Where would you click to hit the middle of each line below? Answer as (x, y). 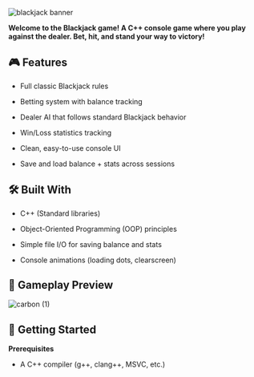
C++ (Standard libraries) (60, 213)
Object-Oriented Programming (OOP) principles (99, 229)
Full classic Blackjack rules (64, 86)
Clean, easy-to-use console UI (71, 148)
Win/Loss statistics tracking (66, 132)
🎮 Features (38, 63)
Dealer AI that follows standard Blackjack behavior (103, 117)
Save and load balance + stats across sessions (97, 164)
